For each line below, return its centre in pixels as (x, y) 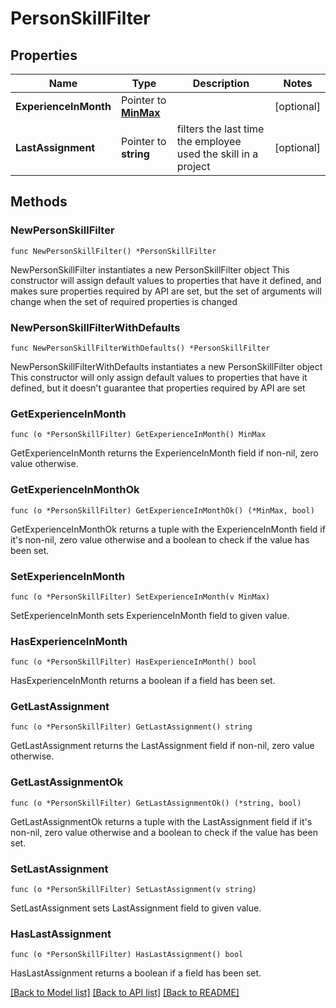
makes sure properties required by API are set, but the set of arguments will (166, 291)
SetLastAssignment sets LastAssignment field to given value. (136, 908)
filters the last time (220, 129)
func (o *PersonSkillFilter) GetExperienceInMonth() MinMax (138, 435)
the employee (209, 141)
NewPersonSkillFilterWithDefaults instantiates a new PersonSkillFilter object (166, 366)
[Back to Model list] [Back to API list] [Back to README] (125, 993)
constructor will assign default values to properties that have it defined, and (166, 280)
